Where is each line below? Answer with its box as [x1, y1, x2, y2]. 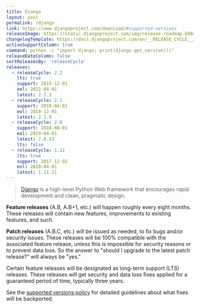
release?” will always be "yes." [6, 253, 82, 260]
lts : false [17, 141, 44, 148]
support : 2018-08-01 [17, 125, 68, 131]
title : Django [6, 8, 42, 15]
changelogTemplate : [6, 36, 55, 42]
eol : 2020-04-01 [17, 164, 58, 170]
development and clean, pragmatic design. [20, 192, 126, 199]
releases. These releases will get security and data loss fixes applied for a [6, 271, 187, 278]
